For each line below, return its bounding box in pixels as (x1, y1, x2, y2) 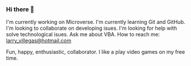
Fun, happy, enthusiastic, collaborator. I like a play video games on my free (6, 48, 185, 55)
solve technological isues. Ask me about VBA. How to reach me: (6, 31, 160, 38)
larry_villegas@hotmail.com (6, 37, 72, 44)
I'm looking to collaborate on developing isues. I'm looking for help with (6, 25, 178, 32)
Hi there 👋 (6, 5, 35, 13)
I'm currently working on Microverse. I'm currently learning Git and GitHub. (6, 19, 185, 26)
